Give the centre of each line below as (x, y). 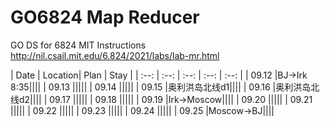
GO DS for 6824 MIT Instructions (78, 45)
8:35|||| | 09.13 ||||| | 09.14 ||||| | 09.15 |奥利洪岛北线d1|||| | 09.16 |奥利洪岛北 (165, 87)
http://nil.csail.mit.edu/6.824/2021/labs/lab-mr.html (115, 55)
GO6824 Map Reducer (105, 17)
